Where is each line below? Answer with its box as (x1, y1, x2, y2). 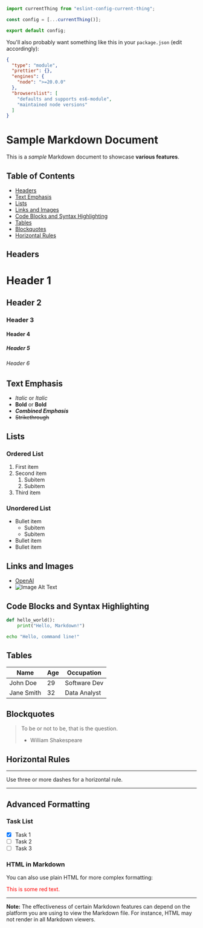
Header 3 (6, 315, 34, 324)
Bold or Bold (14, 401, 47, 408)
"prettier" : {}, (11, 68, 53, 74)
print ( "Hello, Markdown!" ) (17, 622, 85, 629)
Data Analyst (65, 688, 101, 697)
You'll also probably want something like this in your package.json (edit (6, 38, 182, 45)
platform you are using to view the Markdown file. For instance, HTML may (6, 909, 192, 917)
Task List (6, 817, 33, 826)
